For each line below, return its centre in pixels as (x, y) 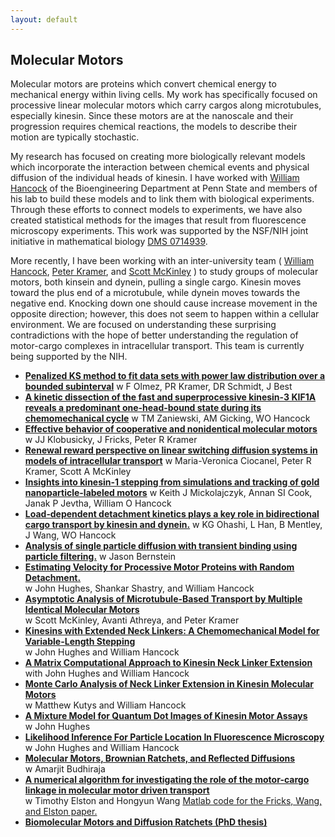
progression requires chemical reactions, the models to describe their (154, 127)
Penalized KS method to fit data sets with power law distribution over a (175, 376)
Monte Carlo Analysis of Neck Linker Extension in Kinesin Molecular (169, 684)
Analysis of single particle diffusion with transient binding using (161, 546)
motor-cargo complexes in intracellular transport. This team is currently (157, 346)
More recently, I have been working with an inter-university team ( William (162, 261)
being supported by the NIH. (69, 357)
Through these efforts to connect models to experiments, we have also (156, 210)
